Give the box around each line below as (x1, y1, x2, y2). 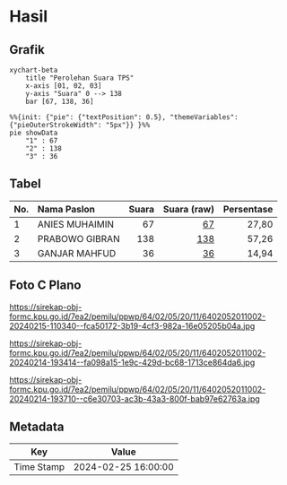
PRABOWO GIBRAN (37, 232, 120, 245)
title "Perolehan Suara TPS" (25, 74, 135, 82)
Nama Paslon (37, 203, 96, 215)
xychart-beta (9, 65, 58, 74)
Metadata (9, 420, 65, 435)
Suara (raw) (162, 203, 215, 215)
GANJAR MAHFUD (37, 247, 117, 259)
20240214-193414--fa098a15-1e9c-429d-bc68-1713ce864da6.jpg (9, 357, 256, 368)
